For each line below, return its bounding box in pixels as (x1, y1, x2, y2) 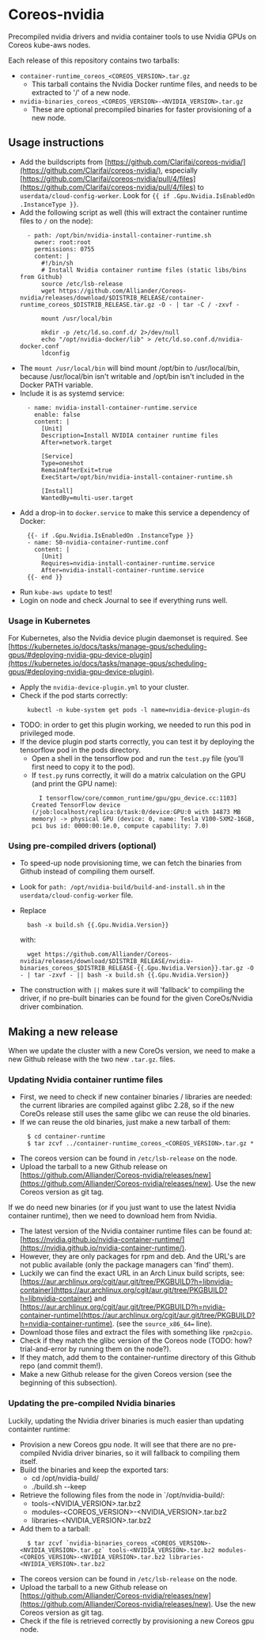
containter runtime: (8, 1424, 70, 1434)
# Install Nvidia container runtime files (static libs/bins (40, 266, 247, 274)
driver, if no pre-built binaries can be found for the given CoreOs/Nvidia (19, 993, 253, 1003)
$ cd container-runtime (27, 1133, 105, 1141)
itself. (19, 1456, 38, 1466)
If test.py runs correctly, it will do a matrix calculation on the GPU (31, 770, 247, 780)
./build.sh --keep (31, 1481, 87, 1491)
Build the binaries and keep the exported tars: (19, 1465, 168, 1474)
